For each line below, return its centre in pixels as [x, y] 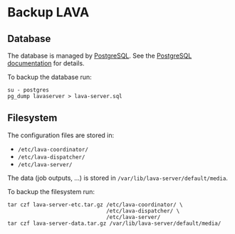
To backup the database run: [50, 77]
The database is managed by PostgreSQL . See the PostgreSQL [100, 55]
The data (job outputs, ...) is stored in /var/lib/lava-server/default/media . [117, 178]
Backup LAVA [48, 12]
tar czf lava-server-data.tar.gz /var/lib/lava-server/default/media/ [114, 223]
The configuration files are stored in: [61, 135]
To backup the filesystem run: [51, 191]
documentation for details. [46, 63]
